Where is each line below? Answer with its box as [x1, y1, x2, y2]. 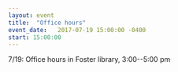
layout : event [8, 11, 55, 20]
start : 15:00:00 [8, 33, 61, 41]
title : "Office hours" [8, 19, 87, 27]
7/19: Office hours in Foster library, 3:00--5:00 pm [8, 55, 171, 64]
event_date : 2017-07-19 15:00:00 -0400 [8, 26, 146, 34]
